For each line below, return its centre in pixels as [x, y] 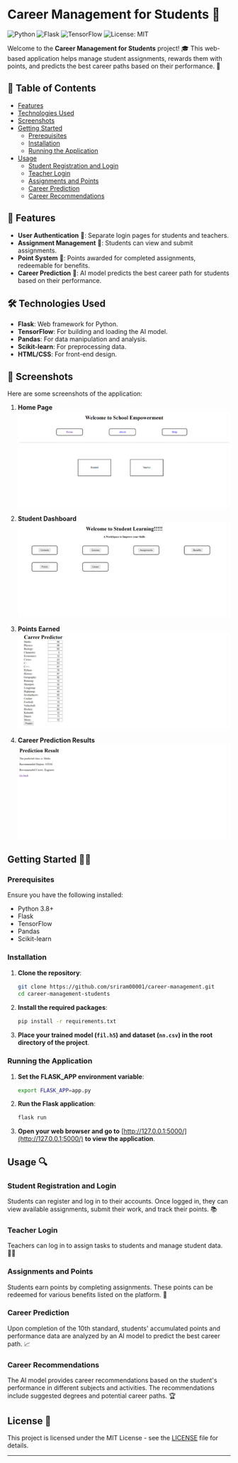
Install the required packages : [62, 1008]
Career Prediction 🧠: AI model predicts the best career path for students [123, 273]
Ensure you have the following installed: [66, 895]
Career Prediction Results [56, 740]
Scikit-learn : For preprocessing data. [72, 347]
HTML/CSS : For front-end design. [67, 355]
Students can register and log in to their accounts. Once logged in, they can [118, 1201]
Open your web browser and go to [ [70, 1131]
